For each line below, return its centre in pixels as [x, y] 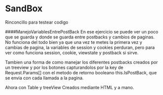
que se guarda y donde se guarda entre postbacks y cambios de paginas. [80, 37]
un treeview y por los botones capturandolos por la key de [64, 67]
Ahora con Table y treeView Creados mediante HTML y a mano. [70, 87]
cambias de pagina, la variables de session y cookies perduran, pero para [80, 47]
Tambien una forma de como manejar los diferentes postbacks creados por [81, 62]
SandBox [24, 9]
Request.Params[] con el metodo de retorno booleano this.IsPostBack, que [81, 72]
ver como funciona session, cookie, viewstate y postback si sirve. [72, 53]
